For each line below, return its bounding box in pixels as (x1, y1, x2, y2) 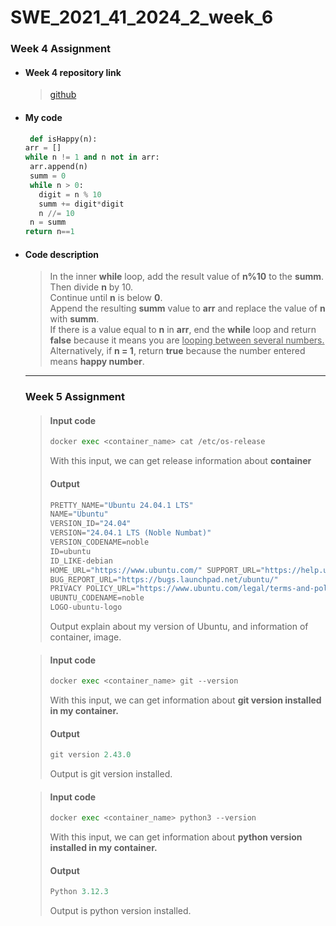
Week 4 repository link (24, 66, 122, 78)
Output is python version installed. (49, 905, 192, 917)
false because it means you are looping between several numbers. (49, 334, 325, 346)
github (49, 89, 77, 101)
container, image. (49, 631, 122, 643)
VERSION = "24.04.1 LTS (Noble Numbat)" (49, 528, 212, 538)
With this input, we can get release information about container (49, 455, 312, 467)
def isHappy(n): (29, 134, 98, 144)
